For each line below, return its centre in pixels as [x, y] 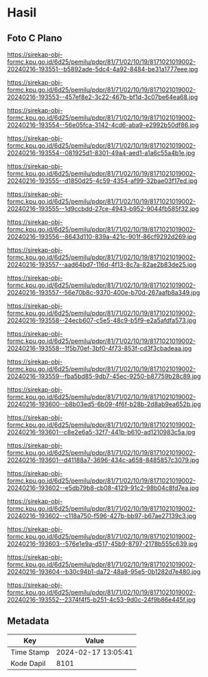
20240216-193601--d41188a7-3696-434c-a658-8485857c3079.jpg [103, 460]
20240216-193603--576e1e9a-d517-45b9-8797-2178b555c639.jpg [102, 544]
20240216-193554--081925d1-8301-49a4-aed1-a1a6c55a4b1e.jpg [101, 153]
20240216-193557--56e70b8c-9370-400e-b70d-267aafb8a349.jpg [104, 292]
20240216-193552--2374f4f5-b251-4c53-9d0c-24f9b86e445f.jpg [101, 600]
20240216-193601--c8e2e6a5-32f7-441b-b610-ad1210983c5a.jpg [101, 432]
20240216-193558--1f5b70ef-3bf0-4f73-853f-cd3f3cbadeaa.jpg [100, 348]
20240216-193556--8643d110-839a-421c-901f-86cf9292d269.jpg [102, 236]
